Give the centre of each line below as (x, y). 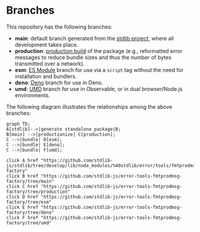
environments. (32, 95)
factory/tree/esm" (29, 202)
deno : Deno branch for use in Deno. (59, 82)
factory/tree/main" (30, 181)
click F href (22, 218)
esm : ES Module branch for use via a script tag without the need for (99, 70)
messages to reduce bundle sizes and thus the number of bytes (93, 57)
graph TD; (18, 124)
